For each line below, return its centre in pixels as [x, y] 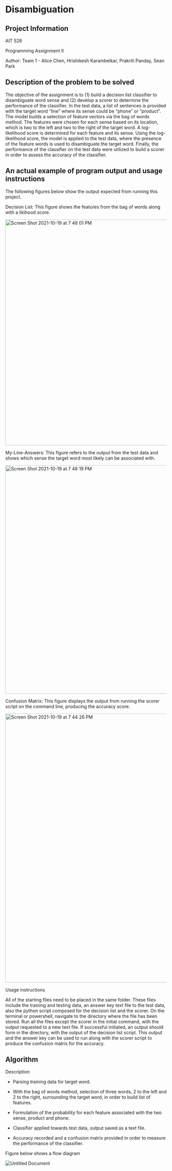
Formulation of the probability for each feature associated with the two [87, 1113]
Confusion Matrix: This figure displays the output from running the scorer [82, 701]
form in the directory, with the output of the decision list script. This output [84, 1032]
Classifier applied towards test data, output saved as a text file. [79, 1128]
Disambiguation [40, 10]
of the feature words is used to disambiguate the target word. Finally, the [82, 144]
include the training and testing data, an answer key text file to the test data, [85, 1005]
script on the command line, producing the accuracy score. [68, 706]
